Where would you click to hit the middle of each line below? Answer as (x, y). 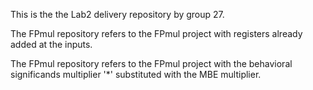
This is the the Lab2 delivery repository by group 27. (117, 14)
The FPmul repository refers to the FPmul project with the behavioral (151, 63)
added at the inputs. (51, 44)
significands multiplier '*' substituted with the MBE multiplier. (136, 74)
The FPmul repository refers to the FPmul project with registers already (156, 33)
